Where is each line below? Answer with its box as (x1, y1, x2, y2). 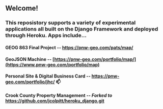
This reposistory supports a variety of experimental (5, 19, 136, 26)
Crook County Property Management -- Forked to (5, 92, 113, 98)
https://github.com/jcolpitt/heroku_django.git (5, 97, 104, 103)
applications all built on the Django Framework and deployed (5, 25, 158, 32)
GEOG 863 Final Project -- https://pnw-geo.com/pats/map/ (5, 44, 133, 50)
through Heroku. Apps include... (5, 32, 87, 39)
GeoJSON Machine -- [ (5, 56, 55, 62)
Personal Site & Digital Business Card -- (5, 73, 91, 79)
